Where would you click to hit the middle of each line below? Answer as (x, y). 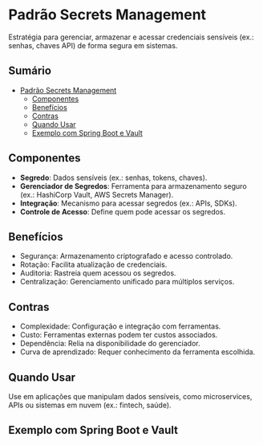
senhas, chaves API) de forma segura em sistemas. (93, 45)
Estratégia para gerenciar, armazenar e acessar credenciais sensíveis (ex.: (131, 37)
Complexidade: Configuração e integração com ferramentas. (120, 326)
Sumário (30, 71)
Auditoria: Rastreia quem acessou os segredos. (98, 273)
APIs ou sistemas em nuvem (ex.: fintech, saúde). (90, 405)
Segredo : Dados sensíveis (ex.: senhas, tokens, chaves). (113, 178)
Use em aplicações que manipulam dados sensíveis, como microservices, (130, 396)
